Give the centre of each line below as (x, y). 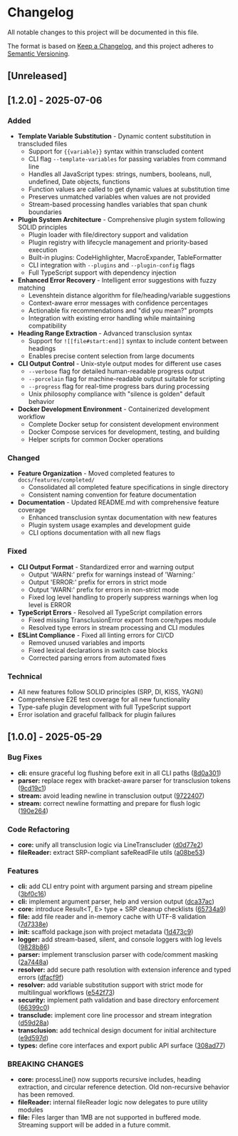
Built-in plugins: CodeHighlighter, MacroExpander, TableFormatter (125, 258)
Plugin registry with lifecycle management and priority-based (118, 243)
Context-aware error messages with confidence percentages (118, 303)
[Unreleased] (37, 76)
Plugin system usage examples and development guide (109, 525)
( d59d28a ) (33, 1023)
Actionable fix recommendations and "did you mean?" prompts (121, 310)
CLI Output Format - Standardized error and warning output (106, 567)
